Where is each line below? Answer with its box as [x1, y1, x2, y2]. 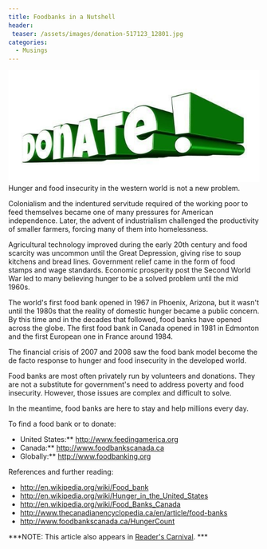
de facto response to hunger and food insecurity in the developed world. [8, 356, 247, 365]
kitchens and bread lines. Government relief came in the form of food [8, 257, 236, 267]
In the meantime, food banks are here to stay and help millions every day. [8, 404, 249, 413]
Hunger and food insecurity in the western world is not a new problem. [8, 184, 241, 193]
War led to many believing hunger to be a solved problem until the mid [8, 274, 239, 284]
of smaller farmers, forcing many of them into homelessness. [8, 225, 209, 234]
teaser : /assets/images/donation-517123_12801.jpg [11, 30, 183, 38]
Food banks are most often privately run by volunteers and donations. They [8, 372, 256, 381]
